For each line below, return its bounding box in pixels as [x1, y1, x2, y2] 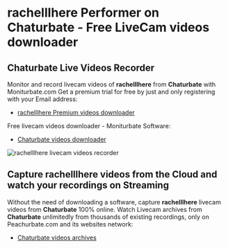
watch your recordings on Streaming [7, 179, 169, 191]
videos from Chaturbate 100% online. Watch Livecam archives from [7, 205, 203, 213]
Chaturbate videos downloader [17, 135, 106, 143]
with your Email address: [7, 95, 78, 103]
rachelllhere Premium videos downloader [17, 109, 136, 116]
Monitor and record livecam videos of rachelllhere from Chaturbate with [7, 80, 216, 88]
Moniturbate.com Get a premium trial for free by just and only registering [7, 88, 215, 96]
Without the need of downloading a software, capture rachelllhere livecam [7, 197, 221, 206]
